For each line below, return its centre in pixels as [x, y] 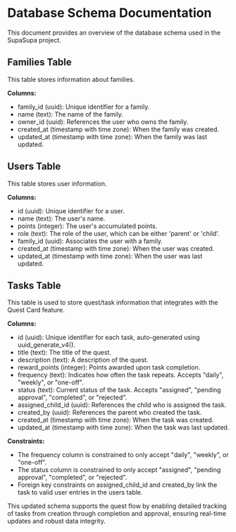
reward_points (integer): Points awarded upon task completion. [109, 367]
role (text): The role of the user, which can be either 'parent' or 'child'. [118, 233]
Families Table [39, 63]
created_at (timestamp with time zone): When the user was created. [116, 248]
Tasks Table [34, 285]
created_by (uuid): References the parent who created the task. [110, 413]
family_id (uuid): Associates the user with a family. [90, 241]
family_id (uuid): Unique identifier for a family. [83, 107]
